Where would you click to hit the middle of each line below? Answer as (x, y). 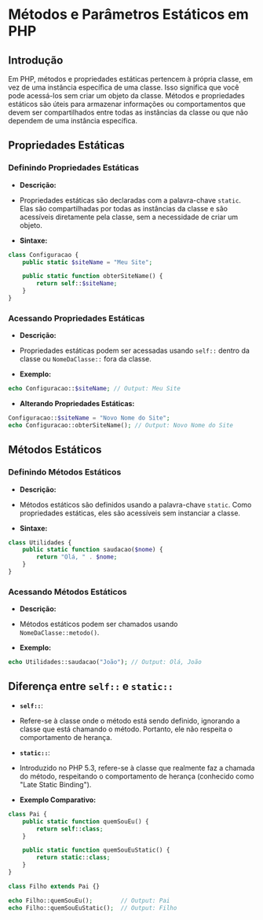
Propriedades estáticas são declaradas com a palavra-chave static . (130, 200)
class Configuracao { (44, 255)
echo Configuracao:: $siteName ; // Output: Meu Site (94, 389)
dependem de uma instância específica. (73, 121)
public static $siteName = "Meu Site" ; (88, 262)
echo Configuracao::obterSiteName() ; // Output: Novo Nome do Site (121, 425)
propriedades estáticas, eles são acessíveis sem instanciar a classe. (130, 513)
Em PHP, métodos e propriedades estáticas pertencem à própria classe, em (131, 79)
